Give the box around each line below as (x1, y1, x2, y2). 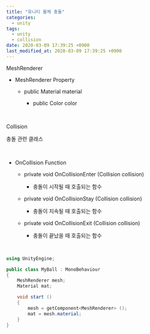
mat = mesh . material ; (28, 311, 82, 317)
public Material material (23, 88, 82, 95)
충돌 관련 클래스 (6, 135, 44, 142)
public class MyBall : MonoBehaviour (6, 266, 101, 273)
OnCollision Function (14, 159, 67, 166)
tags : (6, 25, 20, 32)
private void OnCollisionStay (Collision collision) (23, 195, 142, 202)
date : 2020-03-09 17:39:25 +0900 (6, 43, 90, 49)
